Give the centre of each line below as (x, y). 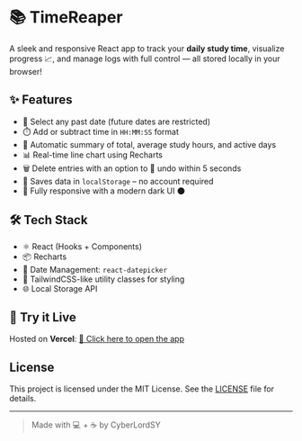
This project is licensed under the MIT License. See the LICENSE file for (142, 389)
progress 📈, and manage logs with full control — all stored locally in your (145, 58)
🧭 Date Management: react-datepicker (95, 269)
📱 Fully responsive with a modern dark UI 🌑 (104, 191)
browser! (26, 71)
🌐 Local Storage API (60, 288)
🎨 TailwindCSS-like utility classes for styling (103, 279)
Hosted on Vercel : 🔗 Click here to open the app (97, 339)
